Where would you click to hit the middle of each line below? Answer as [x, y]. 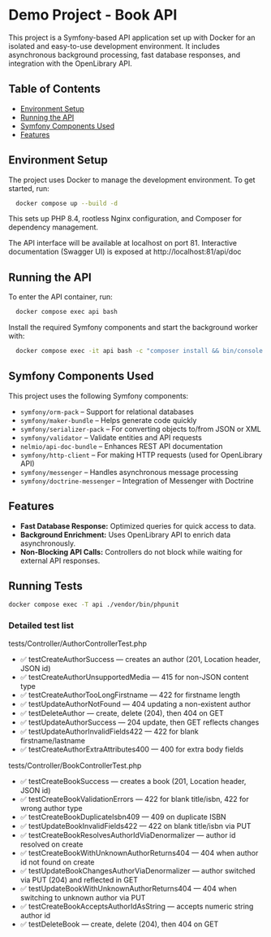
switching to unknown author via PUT [83, 897]
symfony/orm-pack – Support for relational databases [107, 412]
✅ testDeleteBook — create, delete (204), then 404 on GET [119, 924]
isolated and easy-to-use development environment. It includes [114, 46]
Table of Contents [55, 89]
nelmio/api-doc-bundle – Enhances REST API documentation [121, 446]
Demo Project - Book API [93, 15]
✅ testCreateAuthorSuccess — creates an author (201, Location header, [140, 659]
